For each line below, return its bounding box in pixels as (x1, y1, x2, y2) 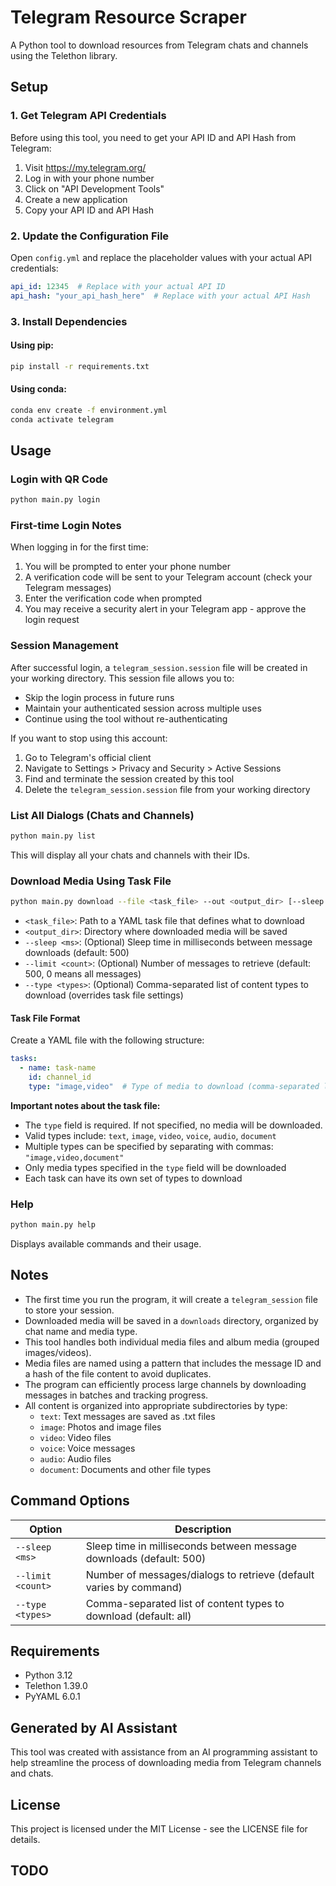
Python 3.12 (24, 1669, 73, 1681)
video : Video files (39, 1431, 112, 1443)
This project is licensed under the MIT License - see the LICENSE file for (10, 1823, 308, 1835)
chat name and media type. (24, 1325, 138, 1337)
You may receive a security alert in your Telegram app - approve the (24, 603, 307, 615)
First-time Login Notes (10, 519, 122, 533)
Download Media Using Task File (10, 874, 172, 888)
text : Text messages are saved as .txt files (39, 1410, 216, 1422)
